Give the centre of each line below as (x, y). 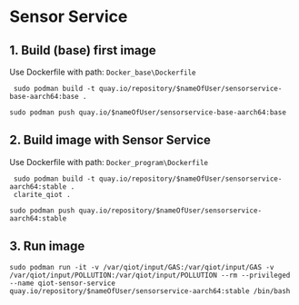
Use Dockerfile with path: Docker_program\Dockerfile (109, 162)
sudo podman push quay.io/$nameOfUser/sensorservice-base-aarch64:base (148, 113)
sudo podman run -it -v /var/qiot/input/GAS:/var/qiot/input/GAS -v (142, 267)
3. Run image (47, 246)
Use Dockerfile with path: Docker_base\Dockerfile (103, 72)
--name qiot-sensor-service (63, 283)
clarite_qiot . (42, 194)
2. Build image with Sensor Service (110, 140)
